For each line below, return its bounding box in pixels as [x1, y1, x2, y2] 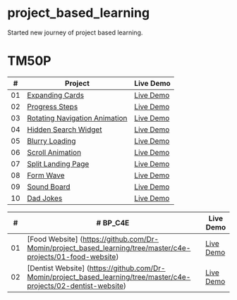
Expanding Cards [27, 90, 85, 100]
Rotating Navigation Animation [27, 113, 128, 123]
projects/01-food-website [27, 251, 116, 261]
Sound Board [27, 182, 71, 192]
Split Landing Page [27, 158, 90, 168]
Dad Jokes [27, 193, 63, 203]
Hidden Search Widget [27, 125, 102, 135]
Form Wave [27, 170, 65, 180]
